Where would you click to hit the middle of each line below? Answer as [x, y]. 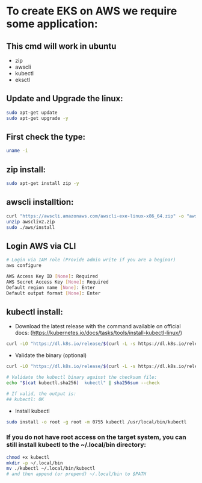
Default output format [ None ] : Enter [54, 293]
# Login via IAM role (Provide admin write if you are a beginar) [91, 260]
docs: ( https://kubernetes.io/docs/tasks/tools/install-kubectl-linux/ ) [98, 333]
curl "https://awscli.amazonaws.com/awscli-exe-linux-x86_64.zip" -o [95, 216]
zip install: [26, 170]
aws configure [24, 266]
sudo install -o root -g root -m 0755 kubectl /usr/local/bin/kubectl [96, 422]
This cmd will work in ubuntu [61, 46]
